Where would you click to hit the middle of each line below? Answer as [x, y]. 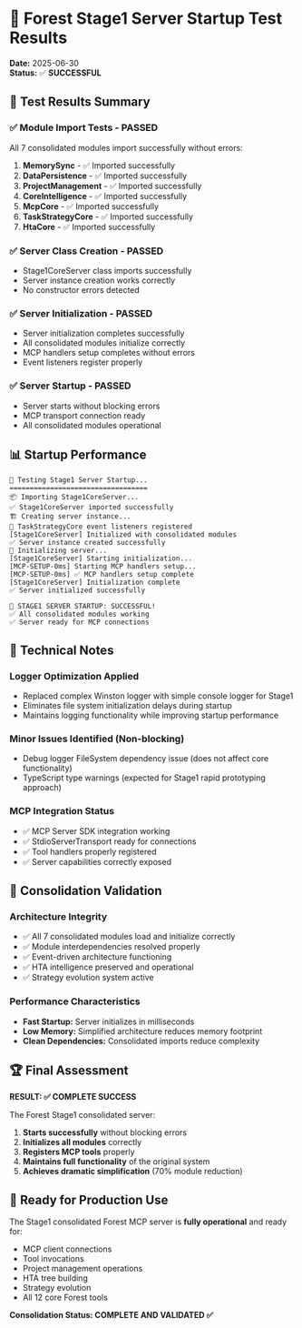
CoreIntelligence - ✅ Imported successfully [105, 196]
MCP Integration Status [62, 811]
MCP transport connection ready [84, 415]
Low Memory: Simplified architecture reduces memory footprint [142, 1031]
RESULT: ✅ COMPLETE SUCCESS [73, 1097]
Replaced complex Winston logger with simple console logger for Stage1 [158, 696]
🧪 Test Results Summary [80, 102]
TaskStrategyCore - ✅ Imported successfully [107, 216]
